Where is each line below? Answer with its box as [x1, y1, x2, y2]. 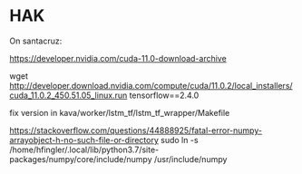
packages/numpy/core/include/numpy [9, 153, 152, 164]
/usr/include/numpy [153, 153, 228, 164]
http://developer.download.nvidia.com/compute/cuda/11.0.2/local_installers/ [9, 80, 293, 91]
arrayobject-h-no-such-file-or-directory [9, 134, 159, 145]
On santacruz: [9, 35, 63, 46]
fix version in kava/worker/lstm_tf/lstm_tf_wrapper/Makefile [9, 107, 230, 118]
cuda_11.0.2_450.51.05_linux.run [9, 90, 128, 101]
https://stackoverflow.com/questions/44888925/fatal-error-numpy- [9, 124, 263, 136]
